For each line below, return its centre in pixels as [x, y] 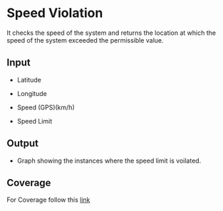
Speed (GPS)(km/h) [46, 107]
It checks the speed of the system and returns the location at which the [111, 33]
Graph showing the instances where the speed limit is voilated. [109, 161]
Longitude [32, 93]
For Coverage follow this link [48, 200]
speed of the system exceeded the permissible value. [85, 40]
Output [22, 144]
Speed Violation [55, 13]
